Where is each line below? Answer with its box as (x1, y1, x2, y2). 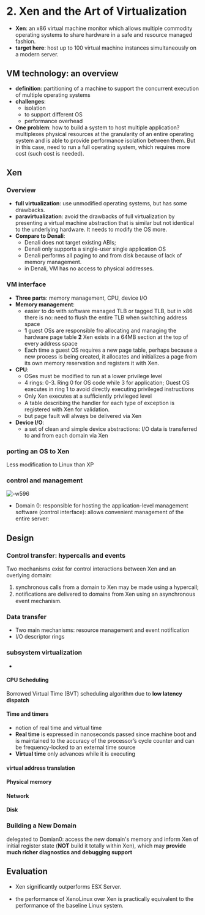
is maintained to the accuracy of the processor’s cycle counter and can (15, 737, 195, 745)
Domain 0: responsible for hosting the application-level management (15, 502, 188, 509)
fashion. (15, 37, 36, 45)
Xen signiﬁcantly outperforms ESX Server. (15, 883, 122, 890)
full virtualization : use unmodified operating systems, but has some (15, 200, 188, 207)
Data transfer (6, 612, 47, 621)
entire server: (15, 515, 50, 522)
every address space (24, 340, 78, 347)
